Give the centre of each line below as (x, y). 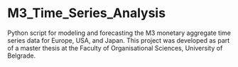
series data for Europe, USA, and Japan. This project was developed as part (119, 40)
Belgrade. (22, 56)
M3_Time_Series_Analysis (86, 13)
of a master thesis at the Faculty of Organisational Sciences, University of (115, 48)
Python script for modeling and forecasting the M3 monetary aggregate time (119, 33)
